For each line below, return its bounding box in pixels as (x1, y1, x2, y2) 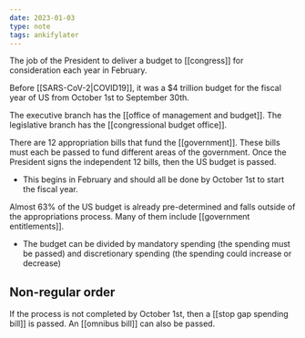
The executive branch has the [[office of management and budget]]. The (9, 110, 282, 121)
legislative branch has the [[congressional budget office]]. (9, 119, 228, 130)
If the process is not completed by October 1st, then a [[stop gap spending (9, 309, 289, 320)
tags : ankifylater (9, 30, 79, 39)
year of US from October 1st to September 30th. (9, 92, 189, 103)
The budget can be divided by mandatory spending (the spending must (22, 239, 291, 250)
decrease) (22, 258, 62, 269)
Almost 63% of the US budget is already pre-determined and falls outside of (9, 201, 296, 212)
